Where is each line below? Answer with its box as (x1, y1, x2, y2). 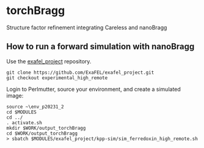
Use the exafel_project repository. (6, 57, 92, 65)
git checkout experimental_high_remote (6, 74, 108, 81)
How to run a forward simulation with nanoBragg (6, 41, 195, 52)
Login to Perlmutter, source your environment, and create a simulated (6, 85, 181, 93)
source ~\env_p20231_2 (6, 104, 64, 110)
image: (6, 92, 24, 99)
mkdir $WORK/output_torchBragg (6, 125, 86, 131)
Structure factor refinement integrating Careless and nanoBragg (6, 24, 167, 31)
